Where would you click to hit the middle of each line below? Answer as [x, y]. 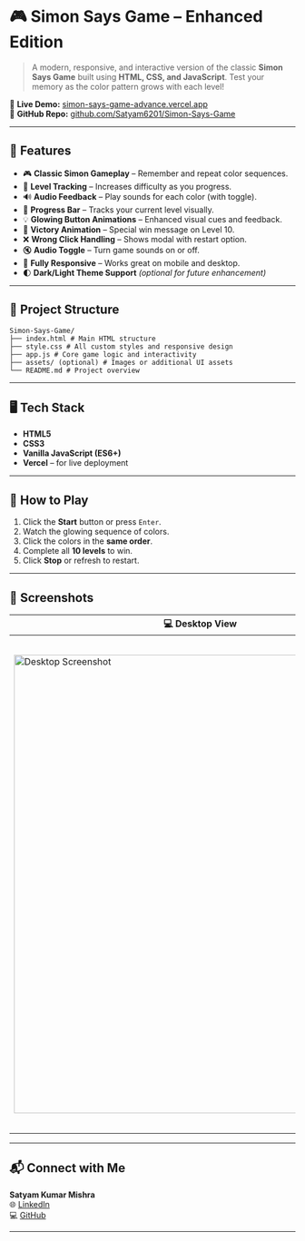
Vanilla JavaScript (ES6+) [72, 453]
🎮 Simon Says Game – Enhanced [136, 17]
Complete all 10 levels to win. [78, 551]
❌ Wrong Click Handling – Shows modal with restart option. [135, 239]
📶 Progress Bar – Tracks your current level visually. [118, 210]
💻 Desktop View [200, 624]
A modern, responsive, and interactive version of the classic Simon [157, 67]
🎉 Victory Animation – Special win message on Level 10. [128, 229]
